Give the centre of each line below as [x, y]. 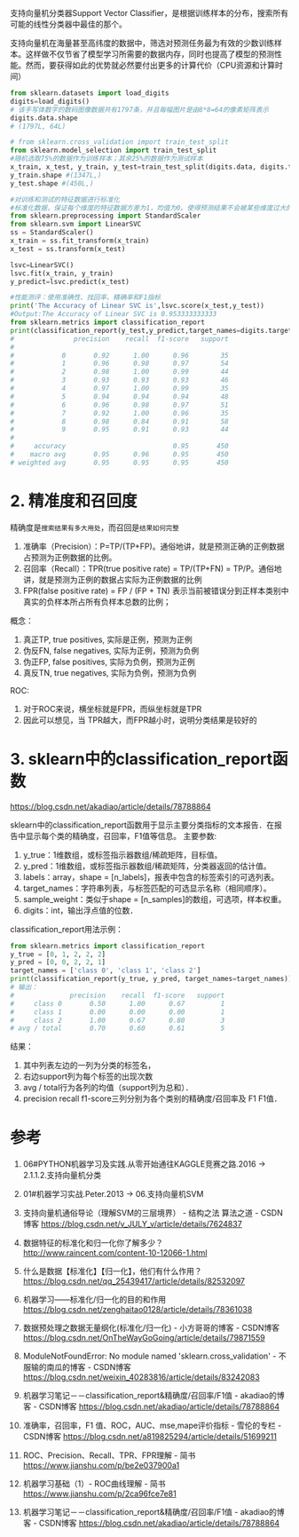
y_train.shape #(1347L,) [56, 175]
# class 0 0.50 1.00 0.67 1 [118, 1003]
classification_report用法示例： [67, 929]
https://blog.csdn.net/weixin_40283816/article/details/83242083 [141, 1377]
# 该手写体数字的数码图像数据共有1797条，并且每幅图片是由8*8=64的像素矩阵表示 [140, 109]
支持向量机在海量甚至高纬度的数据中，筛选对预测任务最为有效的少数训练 [142, 43]
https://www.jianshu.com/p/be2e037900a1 [101, 1466]
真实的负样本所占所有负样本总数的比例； [97, 601]
